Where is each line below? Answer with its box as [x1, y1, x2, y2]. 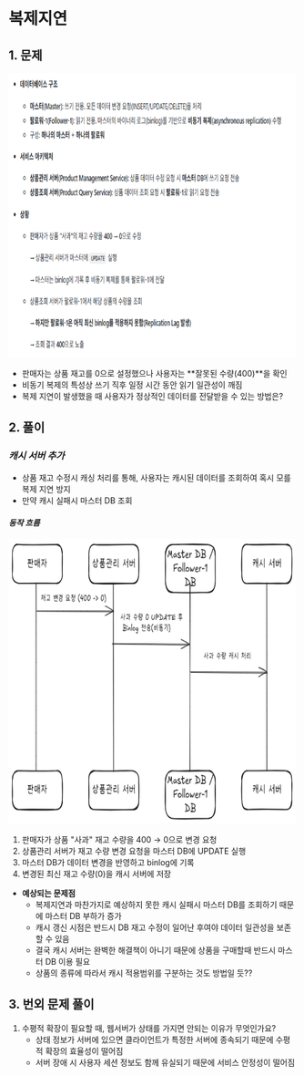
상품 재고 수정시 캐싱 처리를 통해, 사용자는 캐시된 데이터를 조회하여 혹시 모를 [21, 471, 292, 483]
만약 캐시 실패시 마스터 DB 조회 [21, 494, 133, 506]
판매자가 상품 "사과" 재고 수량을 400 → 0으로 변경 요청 [21, 833, 218, 844]
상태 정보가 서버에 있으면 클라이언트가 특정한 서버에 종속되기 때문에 [35, 1034, 274, 1045]
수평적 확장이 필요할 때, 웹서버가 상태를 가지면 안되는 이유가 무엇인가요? [21, 1022, 277, 1033]
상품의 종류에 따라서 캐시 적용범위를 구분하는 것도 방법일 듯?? [35, 967, 253, 978]
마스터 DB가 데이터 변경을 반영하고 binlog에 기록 [21, 856, 195, 867]
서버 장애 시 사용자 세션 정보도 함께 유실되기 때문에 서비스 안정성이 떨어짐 [35, 1057, 296, 1068]
